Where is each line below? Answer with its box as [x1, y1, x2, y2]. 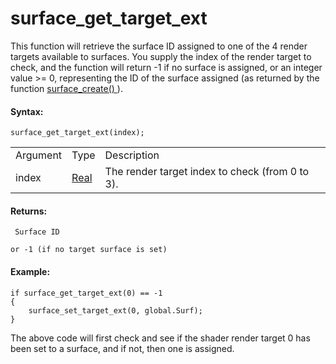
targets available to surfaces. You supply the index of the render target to [10, 50, 312, 62]
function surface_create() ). [10, 82, 123, 94]
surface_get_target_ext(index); [10, 128, 145, 138]
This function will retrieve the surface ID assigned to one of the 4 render [10, 40, 308, 52]
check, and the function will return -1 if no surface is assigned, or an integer [10, 61, 323, 73]
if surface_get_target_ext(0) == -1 [10, 288, 163, 298]
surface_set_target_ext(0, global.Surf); [28, 305, 203, 316]
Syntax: [10, 105, 44, 117]
